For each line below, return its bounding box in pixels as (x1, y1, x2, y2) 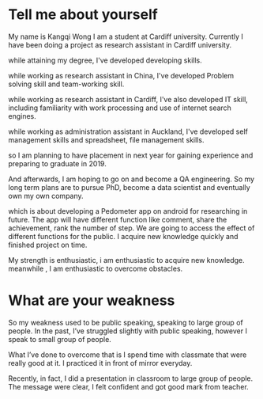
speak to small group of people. (8, 334, 112, 344)
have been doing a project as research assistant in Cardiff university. (8, 40, 231, 49)
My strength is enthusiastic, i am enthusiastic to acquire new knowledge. (8, 255, 245, 264)
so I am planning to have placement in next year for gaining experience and (8, 150, 254, 160)
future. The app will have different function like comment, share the (8, 215, 227, 224)
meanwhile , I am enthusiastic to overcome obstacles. (8, 264, 183, 273)
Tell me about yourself (8, 6, 158, 24)
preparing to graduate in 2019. (8, 158, 107, 168)
